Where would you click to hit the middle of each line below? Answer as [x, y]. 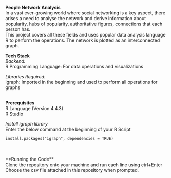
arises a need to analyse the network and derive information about [76, 18]
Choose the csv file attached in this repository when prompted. [72, 170]
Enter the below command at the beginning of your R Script [68, 129]
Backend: [15, 61]
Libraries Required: [25, 76]
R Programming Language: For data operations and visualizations [74, 67]
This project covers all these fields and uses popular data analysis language [85, 35]
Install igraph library [26, 124]
